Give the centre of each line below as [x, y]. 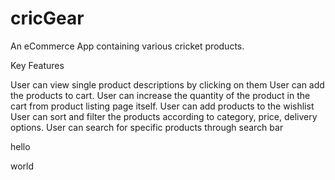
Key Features [37, 65]
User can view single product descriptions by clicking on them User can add [167, 84]
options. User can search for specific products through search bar [147, 127]
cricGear [47, 18]
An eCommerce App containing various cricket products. [127, 46]
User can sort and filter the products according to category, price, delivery [164, 116]
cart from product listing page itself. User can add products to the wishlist [162, 106]
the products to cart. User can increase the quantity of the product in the [160, 95]
